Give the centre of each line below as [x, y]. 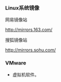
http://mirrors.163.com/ [29, 30]
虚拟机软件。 [25, 74]
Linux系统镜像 [22, 7]
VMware [16, 63]
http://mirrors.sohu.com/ [30, 50]
